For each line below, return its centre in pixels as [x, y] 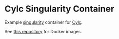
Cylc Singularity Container [59, 9]
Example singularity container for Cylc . [44, 22]
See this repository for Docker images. [43, 31]
